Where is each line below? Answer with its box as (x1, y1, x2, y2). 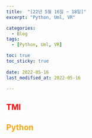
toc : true (6, 53, 31, 59)
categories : (6, 25, 36, 31)
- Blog (11, 30, 28, 36)
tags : (6, 36, 20, 42)
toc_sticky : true (6, 58, 49, 64)
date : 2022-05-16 (6, 69, 49, 75)
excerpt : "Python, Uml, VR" (6, 14, 76, 20)
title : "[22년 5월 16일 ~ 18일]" (6, 8, 87, 15)
